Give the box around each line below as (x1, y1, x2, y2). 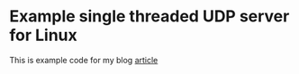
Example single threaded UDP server (9, 6, 290, 27)
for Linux (9, 25, 78, 45)
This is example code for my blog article (9, 54, 159, 65)
